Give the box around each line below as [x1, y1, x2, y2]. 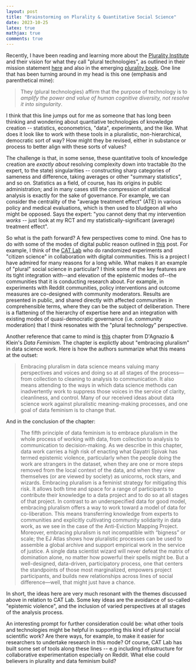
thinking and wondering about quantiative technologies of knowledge [6, 118, 174, 125]
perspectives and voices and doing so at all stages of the [20, 369, 159, 376]
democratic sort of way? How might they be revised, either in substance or [6, 137, 186, 144]
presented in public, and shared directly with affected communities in [6, 297, 173, 304]
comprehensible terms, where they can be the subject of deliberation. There [6, 303, 190, 310]
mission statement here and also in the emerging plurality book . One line [6, 64, 181, 71]
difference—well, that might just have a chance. [20, 579, 136, 586]
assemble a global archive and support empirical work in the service [20, 542, 185, 548]
